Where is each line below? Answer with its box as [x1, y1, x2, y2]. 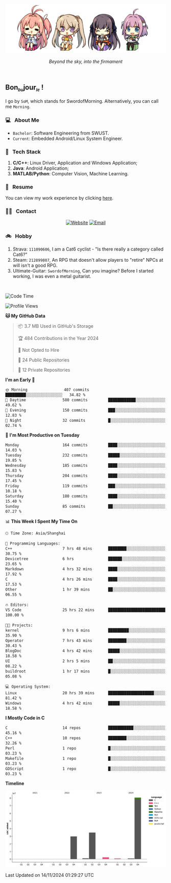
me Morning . [5, 103, 31, 109]
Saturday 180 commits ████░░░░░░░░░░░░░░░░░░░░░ [5, 494, 166, 499]
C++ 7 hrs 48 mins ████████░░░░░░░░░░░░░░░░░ [5, 546, 166, 551]
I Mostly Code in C [5, 715, 45, 721]
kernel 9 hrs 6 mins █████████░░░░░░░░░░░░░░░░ [5, 628, 166, 633]
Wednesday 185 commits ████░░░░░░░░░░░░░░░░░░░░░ [5, 463, 166, 468]
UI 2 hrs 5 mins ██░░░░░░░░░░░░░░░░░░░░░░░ [5, 659, 166, 664]
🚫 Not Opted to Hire [17, 347, 60, 353]
